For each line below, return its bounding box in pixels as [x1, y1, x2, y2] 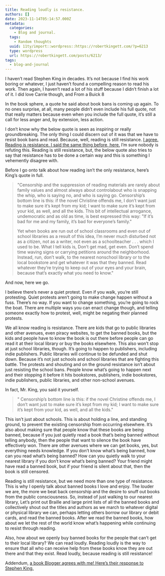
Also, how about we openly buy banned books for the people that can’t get [5, 535, 157, 541]
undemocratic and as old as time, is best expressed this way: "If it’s [17, 213, 154, 219]
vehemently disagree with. [5, 158, 59, 164]
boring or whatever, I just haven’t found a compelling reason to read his [5, 81, 149, 87]
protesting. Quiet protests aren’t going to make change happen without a [5, 294, 152, 301]
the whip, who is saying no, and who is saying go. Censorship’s [17, 193, 145, 199]
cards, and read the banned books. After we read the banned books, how [5, 515, 154, 521]
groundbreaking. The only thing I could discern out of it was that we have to [5, 132, 159, 137]
